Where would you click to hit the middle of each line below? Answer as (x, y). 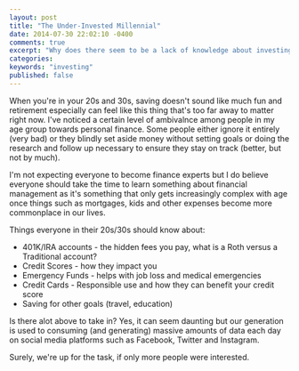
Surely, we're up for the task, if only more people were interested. (129, 357)
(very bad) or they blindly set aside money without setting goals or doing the (149, 138)
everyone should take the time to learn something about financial (128, 184)
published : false (41, 76)
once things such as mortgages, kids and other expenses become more (141, 203)
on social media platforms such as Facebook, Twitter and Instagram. (134, 340)
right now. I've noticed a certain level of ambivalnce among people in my (142, 119)
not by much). (35, 157)
